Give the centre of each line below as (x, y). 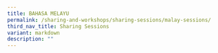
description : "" (30, 39)
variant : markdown (33, 33)
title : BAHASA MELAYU (38, 13)
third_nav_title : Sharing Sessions (58, 26)
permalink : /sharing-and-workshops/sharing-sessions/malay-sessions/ (109, 20)
